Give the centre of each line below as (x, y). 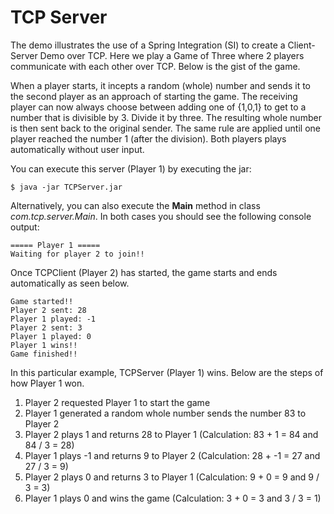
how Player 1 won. (47, 383)
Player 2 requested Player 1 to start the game (117, 402)
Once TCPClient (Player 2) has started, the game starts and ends (144, 272)
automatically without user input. (77, 149)
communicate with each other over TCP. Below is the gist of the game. (155, 66)
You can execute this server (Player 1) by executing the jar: (131, 168)
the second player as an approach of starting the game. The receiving (154, 96)
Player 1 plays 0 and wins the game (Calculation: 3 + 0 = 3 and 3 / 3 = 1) (173, 498)
